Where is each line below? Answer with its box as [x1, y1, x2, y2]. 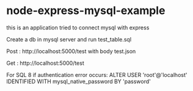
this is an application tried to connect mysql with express [6, 24, 150, 31]
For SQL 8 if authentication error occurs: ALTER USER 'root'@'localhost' [6, 71, 188, 78]
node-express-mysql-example [6, 4, 166, 18]
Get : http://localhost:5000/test [6, 59, 84, 67]
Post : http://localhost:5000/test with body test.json [6, 47, 136, 55]
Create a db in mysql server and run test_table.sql [6, 35, 132, 43]
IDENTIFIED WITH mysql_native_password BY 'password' [6, 78, 151, 85]
